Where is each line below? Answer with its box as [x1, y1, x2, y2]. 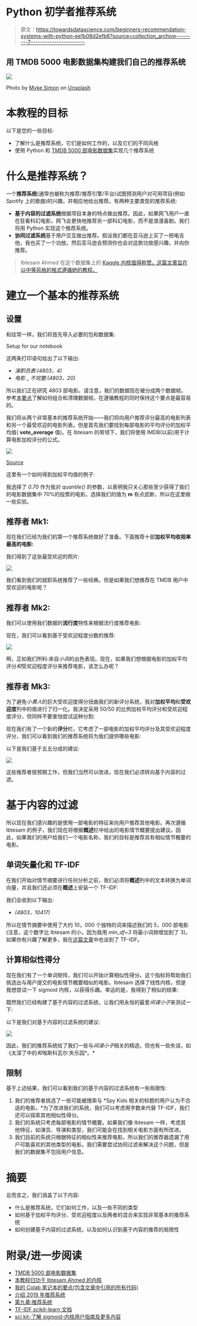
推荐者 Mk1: [6, 517, 49, 527]
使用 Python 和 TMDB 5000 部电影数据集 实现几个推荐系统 [14, 147, 154, 154]
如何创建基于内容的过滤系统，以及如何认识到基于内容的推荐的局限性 [14, 1226, 179, 1233]
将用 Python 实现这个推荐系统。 [14, 224, 92, 232]
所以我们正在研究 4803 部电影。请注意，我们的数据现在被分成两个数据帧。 [6, 386, 186, 394]
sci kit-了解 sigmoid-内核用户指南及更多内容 [14, 1313, 121, 1320]
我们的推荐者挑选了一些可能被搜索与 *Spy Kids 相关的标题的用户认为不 [14, 1097, 186, 1104]
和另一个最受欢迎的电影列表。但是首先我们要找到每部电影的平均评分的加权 [6, 421, 186, 428]
